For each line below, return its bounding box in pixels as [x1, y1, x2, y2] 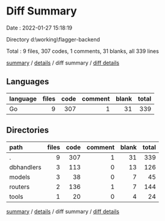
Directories [6, 125, 49, 135]
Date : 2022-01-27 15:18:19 [6, 24, 73, 31]
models [9, 173, 31, 181]
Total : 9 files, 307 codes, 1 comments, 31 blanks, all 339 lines [6, 47, 160, 55]
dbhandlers [9, 163, 42, 171]
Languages [6, 76, 49, 87]
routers [9, 182, 30, 191]
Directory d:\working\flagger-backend [6, 36, 101, 43]
